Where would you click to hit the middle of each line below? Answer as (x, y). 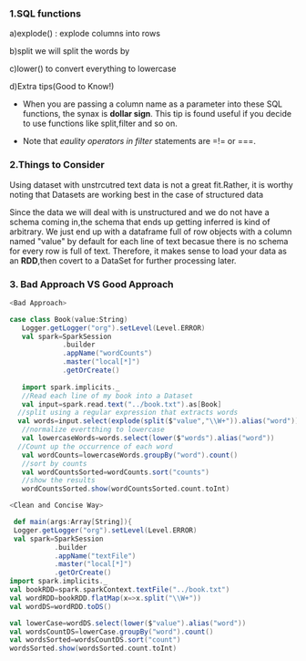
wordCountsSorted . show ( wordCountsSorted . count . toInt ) (126, 489)
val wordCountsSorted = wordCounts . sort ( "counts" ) (115, 472)
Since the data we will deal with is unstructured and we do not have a (140, 212)
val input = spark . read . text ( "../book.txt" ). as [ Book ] (122, 404)
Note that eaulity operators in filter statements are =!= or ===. (139, 141)
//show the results (58, 480)
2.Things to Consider (57, 165)
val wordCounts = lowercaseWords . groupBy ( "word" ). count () (130, 455)
